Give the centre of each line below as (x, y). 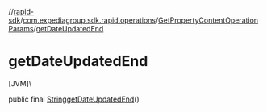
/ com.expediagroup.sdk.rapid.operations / (89, 20)
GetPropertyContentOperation (209, 20)
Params (21, 29)
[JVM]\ (20, 83)
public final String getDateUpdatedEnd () (74, 99)
